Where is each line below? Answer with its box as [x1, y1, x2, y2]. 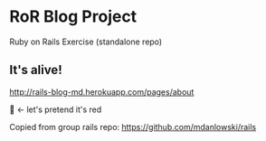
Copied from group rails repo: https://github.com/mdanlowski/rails [9, 121, 256, 132]
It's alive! [9, 62, 62, 78]
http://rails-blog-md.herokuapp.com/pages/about [9, 86, 195, 97]
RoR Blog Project [9, 6, 138, 27]
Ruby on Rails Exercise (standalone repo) [9, 36, 163, 47]
